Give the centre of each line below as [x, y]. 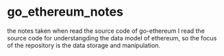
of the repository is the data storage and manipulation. [84, 45]
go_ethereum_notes [65, 12]
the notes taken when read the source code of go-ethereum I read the [106, 31]
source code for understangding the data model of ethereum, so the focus [112, 38]
